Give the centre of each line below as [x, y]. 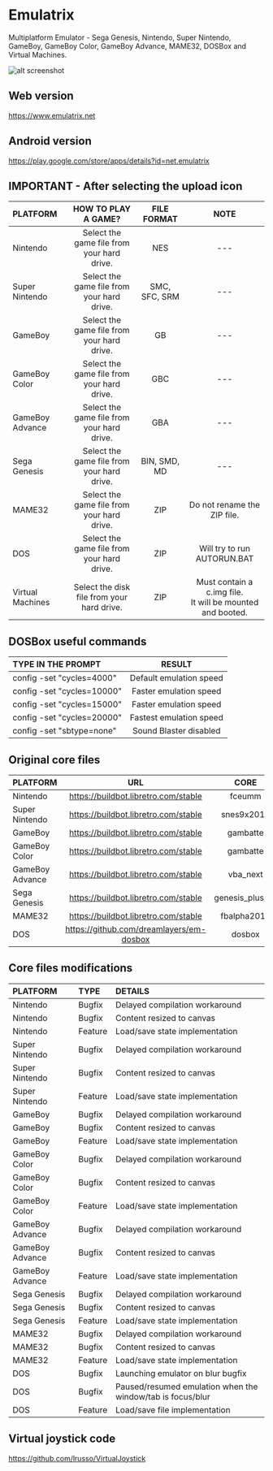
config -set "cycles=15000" [67, 704]
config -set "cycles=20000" [67, 718]
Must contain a [225, 582]
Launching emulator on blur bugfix [181, 1373]
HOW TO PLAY [102, 209]
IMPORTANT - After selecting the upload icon [126, 186]
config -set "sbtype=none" [65, 731]
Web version [41, 96]
